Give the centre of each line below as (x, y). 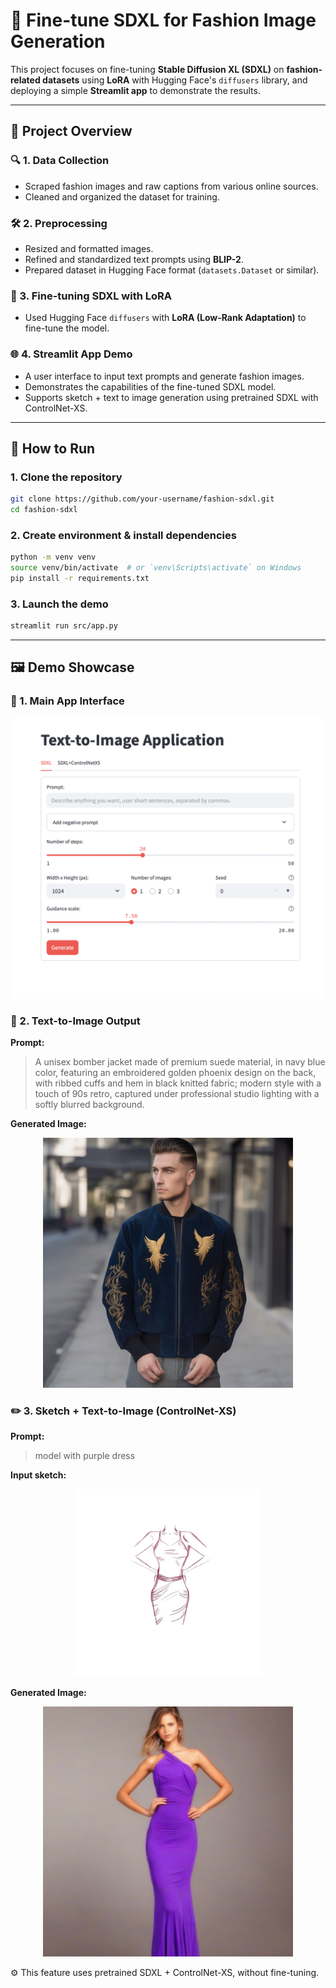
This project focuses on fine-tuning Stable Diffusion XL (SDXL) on (147, 69)
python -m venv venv (53, 557)
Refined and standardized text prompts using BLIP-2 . (134, 259)
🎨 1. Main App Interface (67, 701)
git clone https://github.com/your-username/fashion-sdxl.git (142, 499)
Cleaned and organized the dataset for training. (122, 196)
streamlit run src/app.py (64, 626)
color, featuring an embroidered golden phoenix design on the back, (175, 1072)
